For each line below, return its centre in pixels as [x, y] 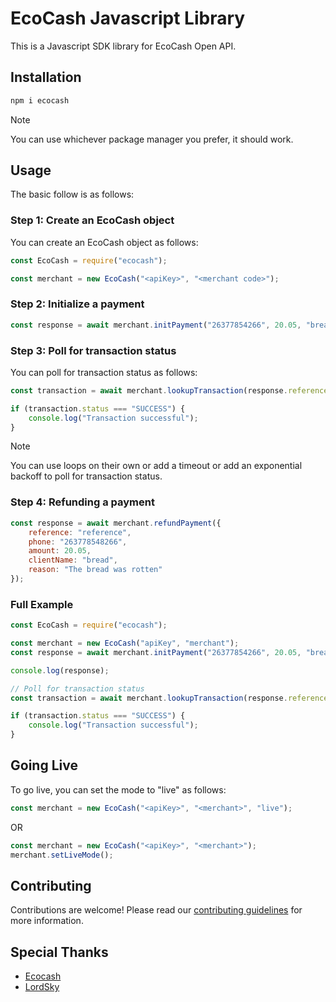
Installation [46, 77]
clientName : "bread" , [73, 560]
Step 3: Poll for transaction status [93, 350]
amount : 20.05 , [60, 551]
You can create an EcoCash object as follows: [104, 242]
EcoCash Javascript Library [128, 18]
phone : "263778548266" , [78, 542]
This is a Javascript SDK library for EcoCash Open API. [123, 46]
